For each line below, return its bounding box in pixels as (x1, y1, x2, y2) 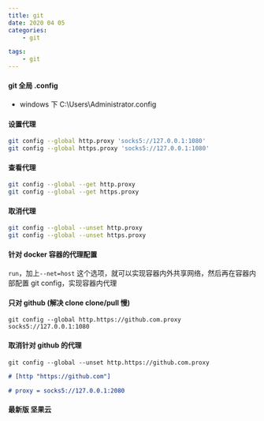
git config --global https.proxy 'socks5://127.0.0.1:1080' (8, 145, 210, 152)
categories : (8, 26, 47, 34)
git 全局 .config (8, 81, 58, 90)
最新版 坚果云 (8, 404, 52, 415)
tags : (8, 48, 26, 56)
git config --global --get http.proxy (8, 181, 136, 189)
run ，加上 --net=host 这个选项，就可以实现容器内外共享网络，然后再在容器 (8, 269, 250, 278)
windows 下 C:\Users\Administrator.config (19, 100, 157, 109)
